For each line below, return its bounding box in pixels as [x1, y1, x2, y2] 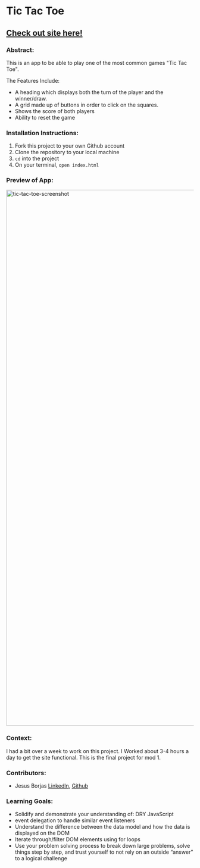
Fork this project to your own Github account [14, 142, 125, 149]
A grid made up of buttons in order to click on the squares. [14, 101, 159, 108]
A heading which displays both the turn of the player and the [14, 88, 164, 96]
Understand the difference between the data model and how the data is [14, 823, 190, 830]
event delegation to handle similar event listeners [14, 817, 135, 824]
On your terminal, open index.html [14, 161, 99, 168]
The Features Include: [6, 77, 60, 84]
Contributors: [6, 769, 46, 777]
